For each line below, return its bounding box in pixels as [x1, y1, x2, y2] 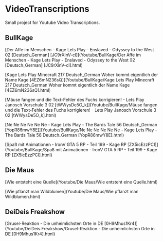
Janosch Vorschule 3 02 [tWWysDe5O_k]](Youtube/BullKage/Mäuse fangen [5, 101, 158, 108]
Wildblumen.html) [5, 194, 40, 200]
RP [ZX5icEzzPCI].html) [5, 152, 53, 158]
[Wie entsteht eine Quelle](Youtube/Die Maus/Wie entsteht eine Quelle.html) [5, 179, 158, 185]
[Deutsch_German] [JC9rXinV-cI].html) [5, 62, 83, 68]
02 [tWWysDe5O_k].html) [5, 112, 57, 118]
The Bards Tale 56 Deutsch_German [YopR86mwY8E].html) [5, 132, 124, 138]
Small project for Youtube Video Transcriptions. [5, 20, 100, 25]
